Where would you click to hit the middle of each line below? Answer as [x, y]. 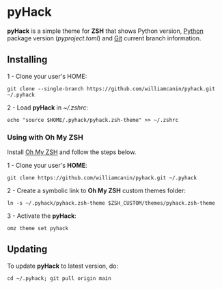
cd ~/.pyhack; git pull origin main [59, 278]
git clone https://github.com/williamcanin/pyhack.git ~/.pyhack [102, 178]
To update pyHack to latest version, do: [63, 266]
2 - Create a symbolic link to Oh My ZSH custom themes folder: [96, 191]
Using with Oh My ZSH [45, 137]
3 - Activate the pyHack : [42, 216]
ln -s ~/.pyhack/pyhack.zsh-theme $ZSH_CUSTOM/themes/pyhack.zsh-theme [111, 203]
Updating [27, 250]
